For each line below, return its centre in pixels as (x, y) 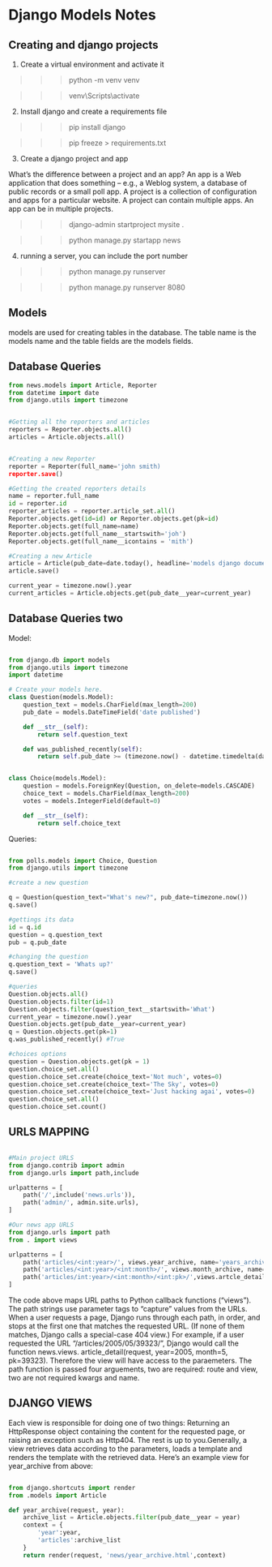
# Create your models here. (56, 690)
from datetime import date (54, 393)
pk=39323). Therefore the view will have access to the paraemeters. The (130, 1361)
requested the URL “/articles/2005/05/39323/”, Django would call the (123, 1343)
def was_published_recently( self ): (83, 749)
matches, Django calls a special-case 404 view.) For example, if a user (126, 1335)
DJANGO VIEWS (51, 1404)
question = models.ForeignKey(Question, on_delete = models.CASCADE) (139, 786)
